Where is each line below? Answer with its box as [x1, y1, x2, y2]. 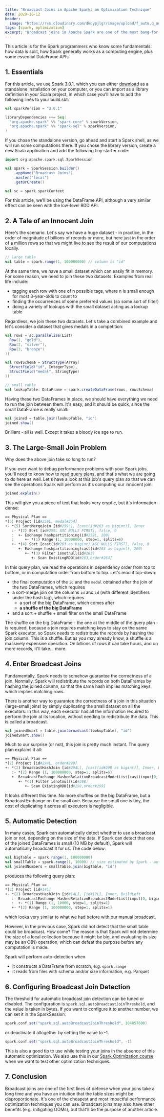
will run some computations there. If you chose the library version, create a [5, 142, 156, 148]
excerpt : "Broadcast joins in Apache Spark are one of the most [5, 30, 139, 35]
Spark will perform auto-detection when [5, 954, 85, 960]
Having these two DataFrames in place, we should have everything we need [5, 396, 158, 402]
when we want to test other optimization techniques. [5, 1058, 111, 1064]
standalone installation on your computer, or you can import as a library [5, 86, 149, 92]
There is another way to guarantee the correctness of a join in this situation [5, 698, 156, 704]
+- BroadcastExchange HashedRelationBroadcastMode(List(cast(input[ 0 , [11, 774, 159, 779]
